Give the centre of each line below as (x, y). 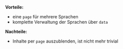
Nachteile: (16, 31)
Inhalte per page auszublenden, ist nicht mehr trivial (65, 41)
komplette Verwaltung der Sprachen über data (60, 22)
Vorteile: (14, 7)
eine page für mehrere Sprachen (45, 17)
